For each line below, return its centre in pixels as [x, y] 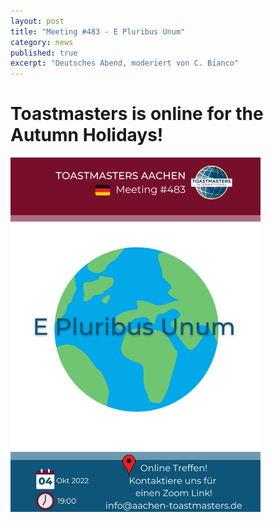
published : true [44, 53]
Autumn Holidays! [87, 135]
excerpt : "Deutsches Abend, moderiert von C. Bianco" [125, 63]
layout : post [37, 21]
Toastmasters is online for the [137, 114]
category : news [42, 42]
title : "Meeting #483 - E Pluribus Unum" [98, 31]
